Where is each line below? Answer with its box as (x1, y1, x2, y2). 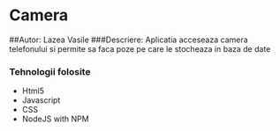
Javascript (21, 95, 61, 106)
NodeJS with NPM (21, 113, 90, 124)
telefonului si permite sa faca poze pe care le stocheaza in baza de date (9, 43, 271, 54)
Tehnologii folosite (9, 65, 91, 77)
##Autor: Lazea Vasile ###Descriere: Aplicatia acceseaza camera (9, 34, 249, 45)
